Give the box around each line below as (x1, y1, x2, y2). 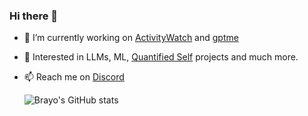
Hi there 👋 (9, 9, 59, 23)
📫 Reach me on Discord (23, 71, 125, 83)
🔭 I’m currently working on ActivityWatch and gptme (23, 32, 239, 44)
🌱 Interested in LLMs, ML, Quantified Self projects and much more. (23, 51, 299, 63)
